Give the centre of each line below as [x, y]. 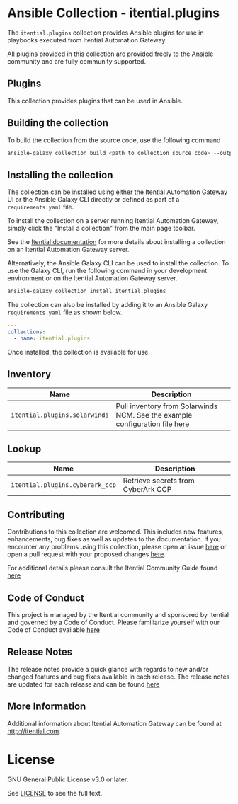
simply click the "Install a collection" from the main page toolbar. [102, 229]
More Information [47, 707]
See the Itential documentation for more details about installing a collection [117, 242]
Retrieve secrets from [159, 481]
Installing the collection [60, 175]
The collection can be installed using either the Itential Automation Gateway [118, 192]
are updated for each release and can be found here [84, 684]
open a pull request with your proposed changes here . [87, 554]
